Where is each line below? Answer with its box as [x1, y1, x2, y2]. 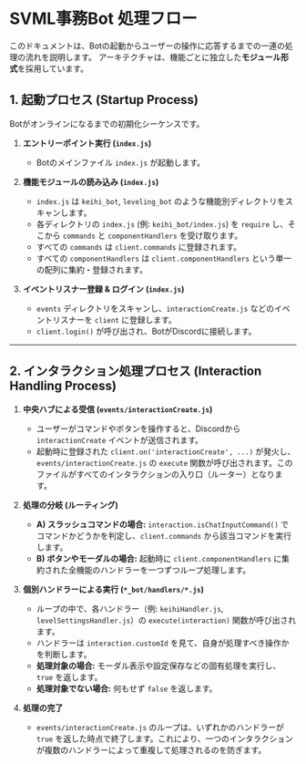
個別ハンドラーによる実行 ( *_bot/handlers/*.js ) [22, 583, 205, 594]
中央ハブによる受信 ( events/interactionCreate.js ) [22, 403, 213, 415]
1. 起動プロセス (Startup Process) [9, 92, 199, 108]
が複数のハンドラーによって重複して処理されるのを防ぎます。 [36, 744, 267, 755]
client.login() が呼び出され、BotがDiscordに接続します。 [36, 325, 257, 336]
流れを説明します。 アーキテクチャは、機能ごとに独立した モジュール [25, 51, 281, 62]
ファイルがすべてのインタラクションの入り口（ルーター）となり [36, 469, 275, 480]
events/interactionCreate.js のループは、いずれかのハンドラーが [36, 721, 284, 732]
